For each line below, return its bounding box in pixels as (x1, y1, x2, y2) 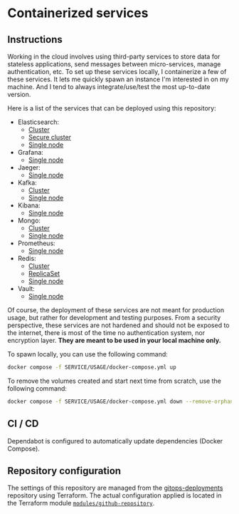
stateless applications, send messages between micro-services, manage (7, 60, 221, 68)
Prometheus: (17, 239, 55, 247)
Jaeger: (17, 163, 41, 172)
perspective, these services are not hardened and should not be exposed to (7, 321, 230, 329)
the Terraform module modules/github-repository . (7, 499, 155, 508)
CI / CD (7, 418, 39, 430)
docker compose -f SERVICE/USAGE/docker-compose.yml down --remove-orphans (7, 398, 237, 405)
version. (7, 91, 31, 98)
